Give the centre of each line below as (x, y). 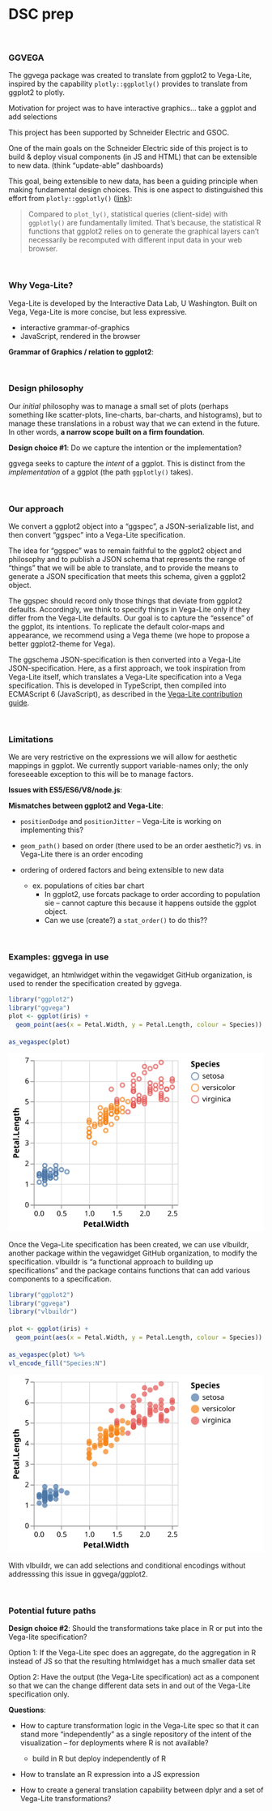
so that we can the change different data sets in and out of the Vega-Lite (130, 1686)
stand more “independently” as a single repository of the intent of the (136, 1734)
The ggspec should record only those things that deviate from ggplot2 (125, 601)
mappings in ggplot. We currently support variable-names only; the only (128, 766)
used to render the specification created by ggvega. (95, 983)
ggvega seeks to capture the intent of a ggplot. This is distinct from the (127, 463)
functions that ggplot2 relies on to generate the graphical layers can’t (144, 231)
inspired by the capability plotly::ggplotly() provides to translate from (128, 84)
